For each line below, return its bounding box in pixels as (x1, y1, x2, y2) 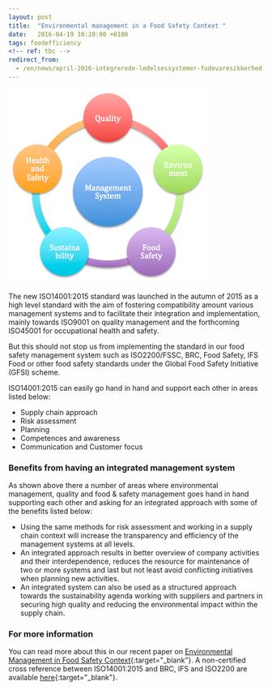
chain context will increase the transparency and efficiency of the (19, 531, 239, 541)
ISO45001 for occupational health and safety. (8, 325, 159, 336)
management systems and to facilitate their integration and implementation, (8, 308, 261, 318)
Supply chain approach (19, 407, 98, 417)
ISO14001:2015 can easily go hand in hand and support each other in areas (8, 383, 258, 392)
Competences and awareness (19, 433, 121, 443)
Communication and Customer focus (19, 442, 143, 452)
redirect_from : (8, 56, 60, 64)
